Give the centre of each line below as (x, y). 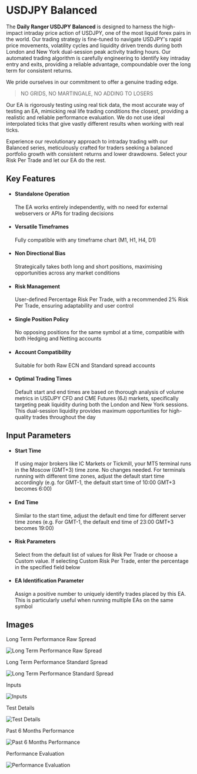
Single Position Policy (42, 319)
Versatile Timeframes (42, 227)
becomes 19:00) (34, 528)
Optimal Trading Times (43, 379)
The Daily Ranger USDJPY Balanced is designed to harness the (84, 27)
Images (20, 625)
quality (23, 417)
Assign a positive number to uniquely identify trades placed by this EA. (100, 593)
